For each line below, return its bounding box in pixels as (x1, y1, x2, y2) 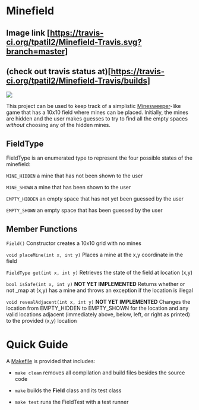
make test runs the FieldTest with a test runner (14, 398, 129, 405)
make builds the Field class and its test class (14, 387, 122, 394)
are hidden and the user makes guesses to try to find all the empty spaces (6, 115, 188, 122)
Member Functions (6, 224, 78, 234)
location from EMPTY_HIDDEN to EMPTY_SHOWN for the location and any (6, 304, 189, 312)
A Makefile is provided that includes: (6, 357, 96, 364)
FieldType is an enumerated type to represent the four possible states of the (6, 154, 193, 161)
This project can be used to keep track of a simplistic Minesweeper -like (6, 103, 181, 110)
